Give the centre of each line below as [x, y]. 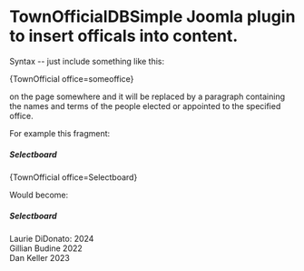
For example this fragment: [60, 133]
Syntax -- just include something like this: [87, 61]
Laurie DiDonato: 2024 [52, 238]
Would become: [39, 195]
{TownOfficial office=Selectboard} [74, 177]
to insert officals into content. [124, 36]
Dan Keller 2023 [39, 257]
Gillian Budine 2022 [46, 248]
